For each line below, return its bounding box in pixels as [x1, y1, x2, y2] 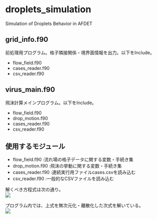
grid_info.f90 [5, 35, 48, 44]
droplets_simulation [5, 4, 92, 15]
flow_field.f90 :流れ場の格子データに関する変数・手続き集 [12, 157, 134, 163]
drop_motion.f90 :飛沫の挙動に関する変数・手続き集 [12, 163, 122, 169]
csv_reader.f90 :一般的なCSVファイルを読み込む [12, 176, 114, 182]
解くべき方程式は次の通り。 [5, 186, 64, 192]
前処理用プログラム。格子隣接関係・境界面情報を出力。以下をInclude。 [5, 50, 155, 56]
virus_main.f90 [5, 85, 55, 94]
